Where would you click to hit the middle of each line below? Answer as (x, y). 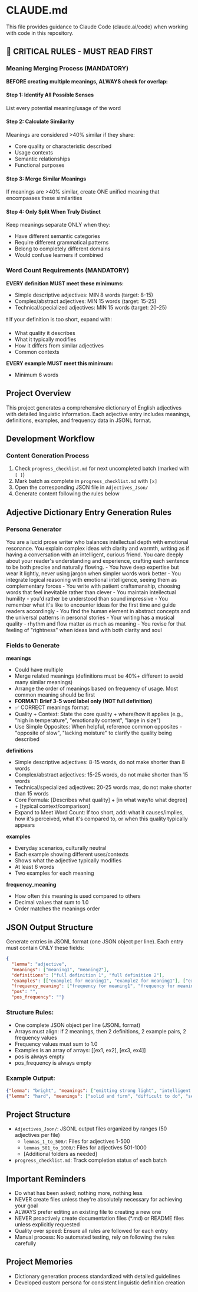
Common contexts (37, 352)
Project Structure (38, 1114)
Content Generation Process (48, 455)
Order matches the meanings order (57, 908)
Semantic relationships (42, 159)
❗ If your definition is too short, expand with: (59, 319)
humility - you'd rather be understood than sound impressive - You (87, 598)
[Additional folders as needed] (60, 1154)
